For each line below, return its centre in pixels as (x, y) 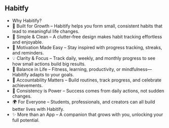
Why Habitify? (27, 20)
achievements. (27, 85)
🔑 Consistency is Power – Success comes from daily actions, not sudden (88, 91)
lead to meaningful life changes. (46, 31)
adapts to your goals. (52, 74)
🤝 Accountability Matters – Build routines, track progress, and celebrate (87, 80)
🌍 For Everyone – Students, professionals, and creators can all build (83, 102)
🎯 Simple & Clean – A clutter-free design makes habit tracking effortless (87, 36)
